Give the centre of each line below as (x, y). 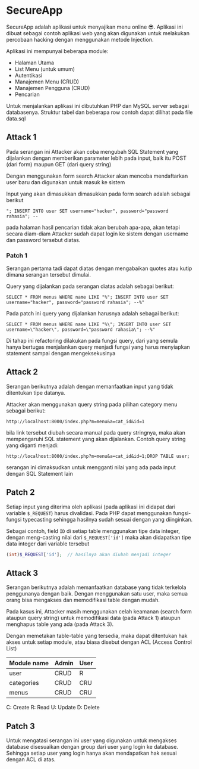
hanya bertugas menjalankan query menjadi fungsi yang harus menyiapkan (98, 347)
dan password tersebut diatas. (43, 240)
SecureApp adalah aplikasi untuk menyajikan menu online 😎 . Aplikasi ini (94, 27)
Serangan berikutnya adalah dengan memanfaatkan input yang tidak (90, 386)
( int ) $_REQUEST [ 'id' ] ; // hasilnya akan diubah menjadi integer (89, 554)
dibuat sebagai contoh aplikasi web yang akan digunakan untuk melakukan (98, 33)
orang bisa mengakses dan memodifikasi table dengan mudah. (83, 600)
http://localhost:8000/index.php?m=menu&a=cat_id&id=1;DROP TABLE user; (98, 456)
